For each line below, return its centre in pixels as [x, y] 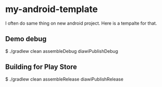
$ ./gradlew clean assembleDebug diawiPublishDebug [62, 51]
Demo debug [26, 39]
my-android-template [51, 9]
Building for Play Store [41, 67]
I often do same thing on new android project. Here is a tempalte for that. [81, 23]
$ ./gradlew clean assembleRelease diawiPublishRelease [64, 79]
